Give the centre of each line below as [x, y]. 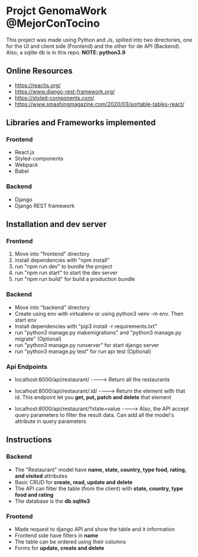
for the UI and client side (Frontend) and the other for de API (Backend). [93, 46]
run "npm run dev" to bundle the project [63, 267]
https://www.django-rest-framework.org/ [65, 91]
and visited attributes [41, 476]
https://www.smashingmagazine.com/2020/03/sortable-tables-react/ [99, 104]
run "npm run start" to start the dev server [66, 273]
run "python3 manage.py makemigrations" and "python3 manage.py [98, 332]
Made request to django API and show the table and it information [95, 529]
